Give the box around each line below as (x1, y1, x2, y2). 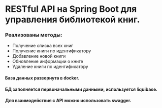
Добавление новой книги (12, 53, 66, 59)
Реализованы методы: (5, 32, 63, 38)
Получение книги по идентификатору (12, 48, 91, 54)
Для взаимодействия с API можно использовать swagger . (5, 98, 131, 104)
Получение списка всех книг (12, 43, 73, 49)
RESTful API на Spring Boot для (5, 3, 137, 15)
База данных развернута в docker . (5, 75, 80, 81)
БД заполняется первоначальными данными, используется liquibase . (5, 86, 158, 92)
